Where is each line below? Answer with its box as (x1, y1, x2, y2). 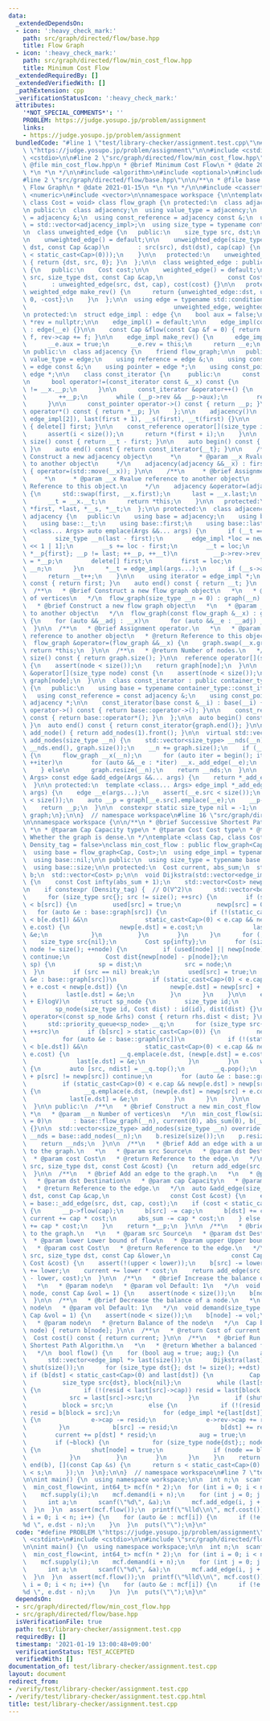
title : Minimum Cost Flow (22, 64, 110, 72)
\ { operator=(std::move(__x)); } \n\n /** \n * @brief (22, 468, 231, 476)
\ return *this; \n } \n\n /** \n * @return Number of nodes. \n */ (22, 647, 264, 655)
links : (22, 124, 45, 132)
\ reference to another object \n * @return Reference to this (22, 632, 243, 640)
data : (8, 11, 27, 20)
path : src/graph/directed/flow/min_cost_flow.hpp (22, 57, 193, 65)
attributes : (15, 101, 56, 109)
